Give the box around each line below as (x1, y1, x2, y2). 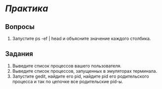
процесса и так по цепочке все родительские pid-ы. (12, 78, 123, 84)
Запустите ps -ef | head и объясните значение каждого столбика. (12, 35, 151, 41)
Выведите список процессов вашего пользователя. (12, 62, 122, 69)
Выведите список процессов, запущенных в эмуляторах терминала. (12, 68, 157, 74)
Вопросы (5, 23, 35, 31)
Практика (5, 3, 48, 14)
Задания (5, 50, 34, 58)
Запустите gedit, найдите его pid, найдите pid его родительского (12, 73, 149, 79)
